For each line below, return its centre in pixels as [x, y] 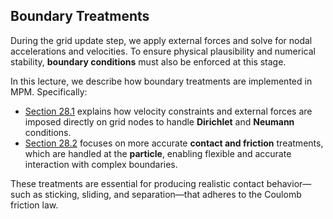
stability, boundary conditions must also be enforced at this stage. [148, 61]
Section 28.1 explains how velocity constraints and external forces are [168, 111]
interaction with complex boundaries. [101, 164]
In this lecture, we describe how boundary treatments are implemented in [161, 81]
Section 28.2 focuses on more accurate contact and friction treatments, [174, 143]
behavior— [289, 183]
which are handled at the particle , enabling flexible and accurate [158, 153]
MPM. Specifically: [49, 91]
